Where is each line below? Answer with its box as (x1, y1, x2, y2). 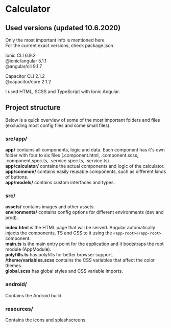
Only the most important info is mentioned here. (5, 37, 106, 43)
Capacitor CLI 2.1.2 (5, 73, 45, 79)
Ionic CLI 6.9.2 (5, 52, 36, 58)
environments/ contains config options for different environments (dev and (5, 209, 164, 215)
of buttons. (5, 174, 29, 180)
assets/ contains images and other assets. (5, 204, 95, 210)
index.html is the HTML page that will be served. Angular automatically (5, 225, 156, 231)
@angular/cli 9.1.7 (5, 63, 42, 69)
